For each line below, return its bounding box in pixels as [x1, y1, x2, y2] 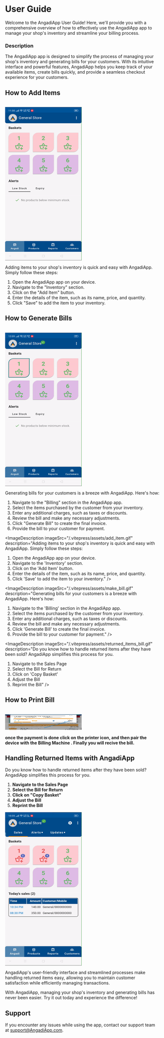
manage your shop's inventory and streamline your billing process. [5, 30, 140, 36]
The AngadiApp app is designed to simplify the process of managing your [5, 53, 154, 59]
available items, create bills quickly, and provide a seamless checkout [5, 69, 145, 75]
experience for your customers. [5, 75, 69, 80]
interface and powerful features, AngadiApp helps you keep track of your [5, 64, 153, 70]
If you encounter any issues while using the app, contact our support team [5, 1022, 155, 1028]
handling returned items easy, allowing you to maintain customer [5, 975, 136, 981]
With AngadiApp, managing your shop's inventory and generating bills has [5, 989, 155, 995]
